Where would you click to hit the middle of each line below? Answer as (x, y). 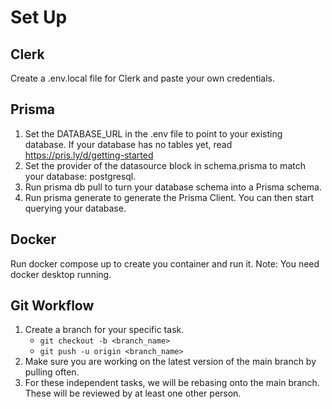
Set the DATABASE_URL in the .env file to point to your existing (153, 133)
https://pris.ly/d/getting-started (89, 155)
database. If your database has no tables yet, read (128, 144)
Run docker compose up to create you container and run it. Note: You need (165, 263)
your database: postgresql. (80, 176)
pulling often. (52, 372)
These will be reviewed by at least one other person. (133, 393)
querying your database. (75, 208)
